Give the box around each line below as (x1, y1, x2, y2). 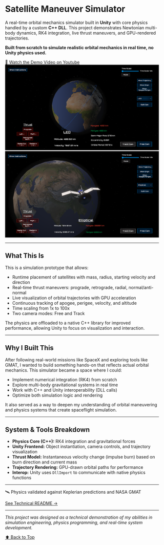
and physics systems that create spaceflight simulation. (5, 407, 117, 413)
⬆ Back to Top (5, 534, 35, 540)
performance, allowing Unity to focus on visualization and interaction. (5, 325, 145, 331)
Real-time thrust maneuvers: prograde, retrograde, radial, (12, 284, 128, 290)
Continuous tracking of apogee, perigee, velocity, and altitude (12, 300, 137, 306)
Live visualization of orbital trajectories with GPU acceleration (12, 294, 136, 301)
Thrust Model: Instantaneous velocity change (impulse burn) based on (12, 454, 155, 460)
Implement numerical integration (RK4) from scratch (12, 377, 117, 382)
